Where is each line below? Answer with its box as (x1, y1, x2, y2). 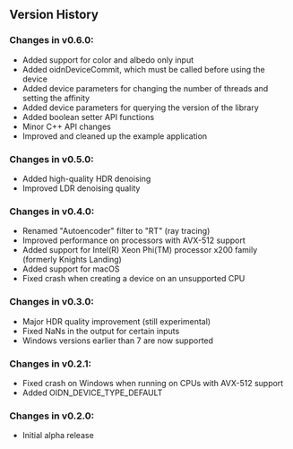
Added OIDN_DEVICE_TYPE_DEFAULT (22, 387, 163, 398)
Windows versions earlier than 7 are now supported (22, 335, 213, 346)
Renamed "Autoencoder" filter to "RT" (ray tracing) (22, 226, 211, 237)
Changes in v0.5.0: (9, 152, 94, 165)
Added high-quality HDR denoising (22, 173, 151, 184)
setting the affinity (22, 92, 90, 103)
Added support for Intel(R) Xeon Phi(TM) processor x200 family (22, 245, 258, 255)
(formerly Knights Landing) (22, 255, 123, 265)
